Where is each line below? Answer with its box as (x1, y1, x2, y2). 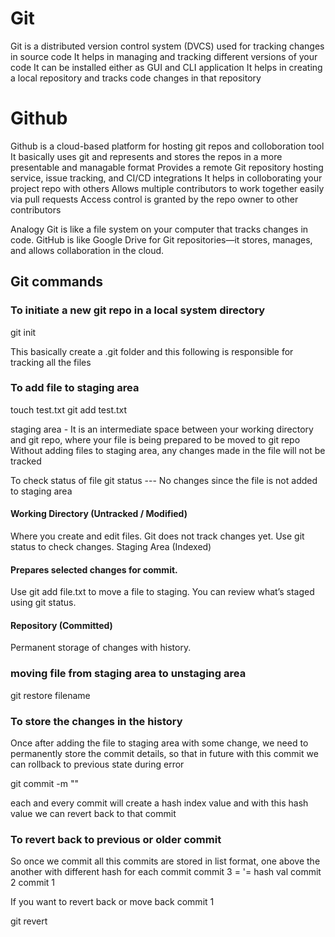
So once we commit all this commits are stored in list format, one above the (10, 855, 321, 867)
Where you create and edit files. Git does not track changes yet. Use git (10, 530, 305, 542)
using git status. (10, 597, 77, 609)
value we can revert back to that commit (10, 808, 177, 820)
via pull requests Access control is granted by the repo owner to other (10, 193, 299, 205)
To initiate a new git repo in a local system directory (10, 303, 266, 317)
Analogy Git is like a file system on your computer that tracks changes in (10, 223, 309, 235)
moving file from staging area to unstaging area (10, 667, 247, 681)
